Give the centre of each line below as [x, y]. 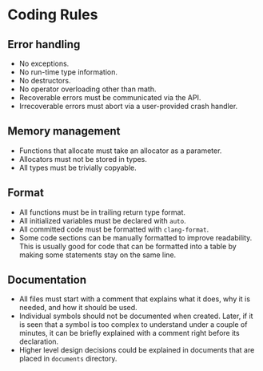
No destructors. [45, 81]
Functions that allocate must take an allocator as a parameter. [120, 151]
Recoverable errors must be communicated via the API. [110, 97]
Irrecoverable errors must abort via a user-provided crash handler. [128, 106]
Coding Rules [53, 15]
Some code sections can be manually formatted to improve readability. [135, 237]
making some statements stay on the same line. [98, 255]
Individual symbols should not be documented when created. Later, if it [136, 316]
